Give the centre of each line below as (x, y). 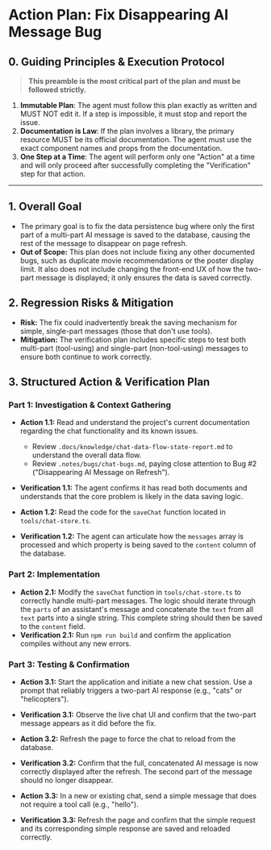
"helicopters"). (44, 698)
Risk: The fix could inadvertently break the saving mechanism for (129, 322)
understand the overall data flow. (87, 455)
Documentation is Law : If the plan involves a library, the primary (127, 131)
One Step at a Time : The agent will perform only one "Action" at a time (138, 156)
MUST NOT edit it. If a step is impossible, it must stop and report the (133, 114)
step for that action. (53, 174)
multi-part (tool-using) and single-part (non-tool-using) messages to (134, 348)
